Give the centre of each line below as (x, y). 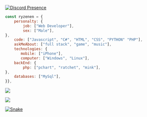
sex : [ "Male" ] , (39, 30)
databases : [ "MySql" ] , (37, 77)
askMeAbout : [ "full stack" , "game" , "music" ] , (63, 45)
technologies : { (31, 49)
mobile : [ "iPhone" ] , (42, 54)
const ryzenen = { (24, 17)
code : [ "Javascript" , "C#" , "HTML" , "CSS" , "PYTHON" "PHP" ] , (78, 40)
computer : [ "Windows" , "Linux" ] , (55, 58)
